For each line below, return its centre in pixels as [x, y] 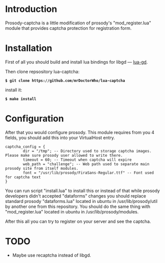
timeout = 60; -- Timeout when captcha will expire [78, 160]
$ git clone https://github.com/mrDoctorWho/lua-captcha [65, 80]
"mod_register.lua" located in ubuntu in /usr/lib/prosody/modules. [72, 211]
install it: [14, 90]
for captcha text [23, 177]
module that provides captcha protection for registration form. [68, 28]
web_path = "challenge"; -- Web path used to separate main [86, 164]
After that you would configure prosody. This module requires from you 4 [80, 132]
